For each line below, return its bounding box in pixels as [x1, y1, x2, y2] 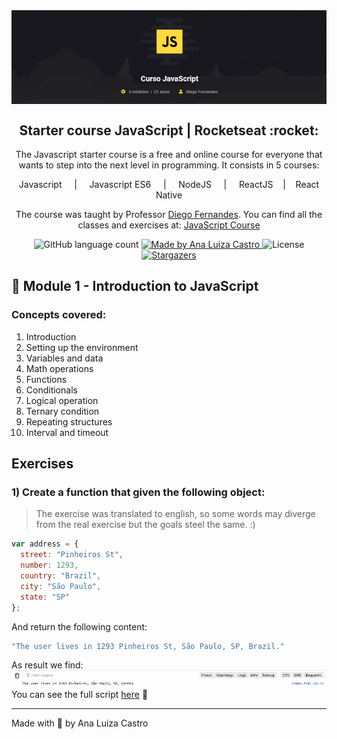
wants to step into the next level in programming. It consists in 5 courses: [18, 159, 320, 171]
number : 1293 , [20, 560, 79, 571]
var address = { [11, 539, 79, 549]
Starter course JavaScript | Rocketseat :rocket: [19, 122, 319, 139]
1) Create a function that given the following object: [11, 485, 266, 499]
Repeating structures [25, 415, 113, 428]
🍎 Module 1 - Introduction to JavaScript [11, 278, 259, 295]
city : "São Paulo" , [20, 581, 102, 591]
